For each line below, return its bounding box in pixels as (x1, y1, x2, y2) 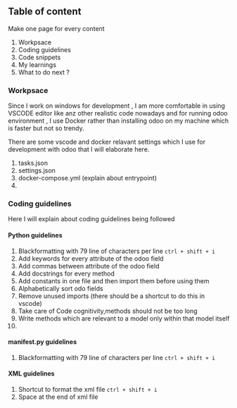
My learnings (18, 60, 57, 69)
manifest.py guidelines (8, 338, 77, 346)
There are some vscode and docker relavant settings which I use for (8, 137, 206, 147)
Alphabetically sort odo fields (18, 284, 104, 292)
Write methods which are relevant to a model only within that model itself (18, 314, 230, 323)
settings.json (18, 166, 56, 175)
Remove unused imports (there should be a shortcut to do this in (18, 292, 205, 300)
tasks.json (18, 159, 49, 168)
